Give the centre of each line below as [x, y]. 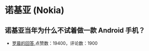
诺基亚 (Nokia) [34, 10]
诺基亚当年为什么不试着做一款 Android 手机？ [75, 30]
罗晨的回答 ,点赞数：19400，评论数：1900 [55, 43]
